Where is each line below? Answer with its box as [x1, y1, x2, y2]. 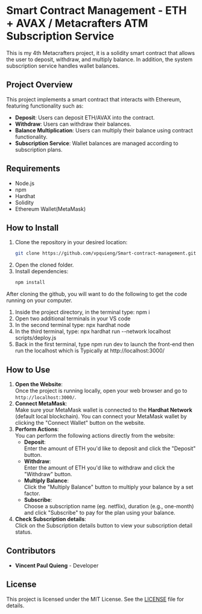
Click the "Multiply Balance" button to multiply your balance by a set [24, 483, 194, 490]
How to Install [6, 222, 59, 233]
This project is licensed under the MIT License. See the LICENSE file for [6, 595, 185, 603]
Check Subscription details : [14, 515, 86, 523]
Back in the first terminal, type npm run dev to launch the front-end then [14, 341, 195, 348]
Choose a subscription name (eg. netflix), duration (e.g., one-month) [24, 502, 194, 509]
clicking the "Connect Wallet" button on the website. [14, 419, 146, 426]
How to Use [6, 364, 51, 375]
